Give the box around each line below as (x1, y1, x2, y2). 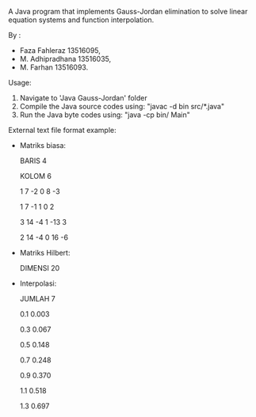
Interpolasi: (19, 279, 57, 288)
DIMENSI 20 (19, 263, 60, 272)
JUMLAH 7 (19, 294, 55, 303)
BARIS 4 (19, 156, 48, 165)
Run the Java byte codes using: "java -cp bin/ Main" (19, 110, 190, 119)
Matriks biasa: (19, 141, 66, 150)
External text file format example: (8, 126, 117, 135)
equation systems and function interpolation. (8, 15, 155, 25)
